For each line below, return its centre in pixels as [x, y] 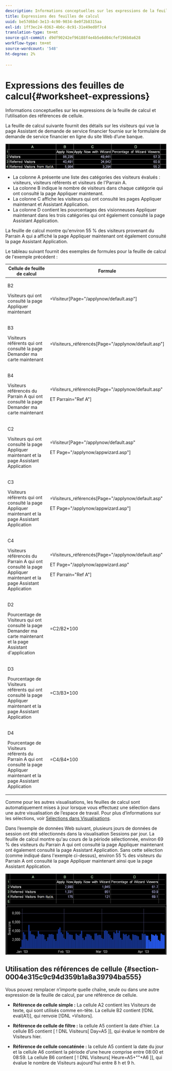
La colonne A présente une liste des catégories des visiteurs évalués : [86, 177]
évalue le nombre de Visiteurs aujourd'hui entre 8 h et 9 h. [74, 1063]
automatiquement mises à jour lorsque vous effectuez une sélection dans [83, 808]
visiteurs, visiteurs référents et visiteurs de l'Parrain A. [70, 183]
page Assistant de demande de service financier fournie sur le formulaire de [86, 131]
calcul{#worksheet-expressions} [78, 96]
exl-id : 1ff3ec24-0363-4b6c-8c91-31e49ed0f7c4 [56, 27]
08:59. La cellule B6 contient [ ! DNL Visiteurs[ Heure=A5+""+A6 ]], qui [88, 1057]
